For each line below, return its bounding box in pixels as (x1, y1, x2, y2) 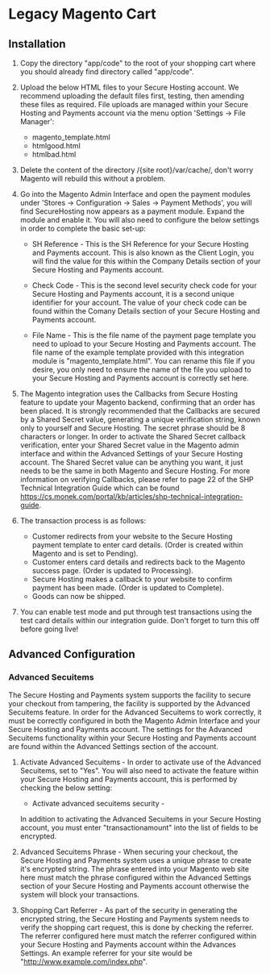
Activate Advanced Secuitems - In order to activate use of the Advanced (19, 757, 262, 767)
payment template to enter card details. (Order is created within (31, 540, 243, 549)
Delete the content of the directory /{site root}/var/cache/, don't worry (19, 165, 254, 174)
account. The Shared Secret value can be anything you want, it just (19, 457, 243, 467)
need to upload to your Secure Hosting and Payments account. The (31, 339, 256, 348)
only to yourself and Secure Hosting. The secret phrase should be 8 (19, 423, 246, 432)
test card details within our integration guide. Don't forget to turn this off (19, 616, 260, 625)
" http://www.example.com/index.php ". (19, 956, 147, 966)
